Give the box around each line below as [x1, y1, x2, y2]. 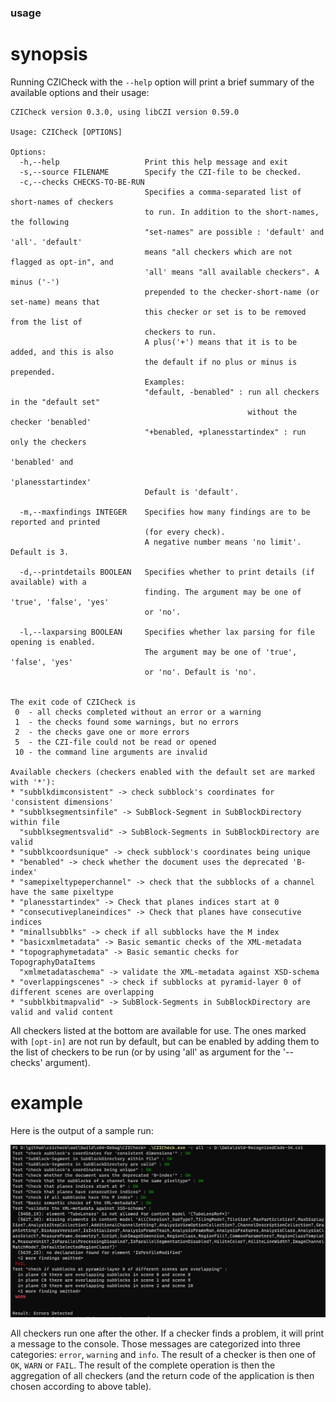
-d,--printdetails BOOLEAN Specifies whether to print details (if [19, 567, 315, 577]
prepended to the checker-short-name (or [144, 287, 320, 297]
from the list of [10, 317, 83, 327]
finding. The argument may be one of [144, 587, 302, 597]
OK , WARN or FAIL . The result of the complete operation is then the [10, 1359, 276, 1371]
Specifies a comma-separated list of [144, 187, 302, 197]
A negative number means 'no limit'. [144, 537, 302, 547]
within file [10, 817, 60, 827]
